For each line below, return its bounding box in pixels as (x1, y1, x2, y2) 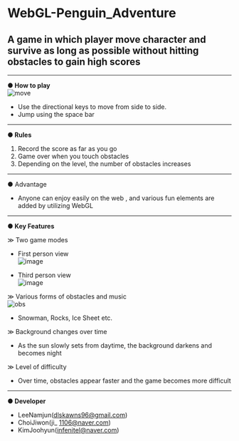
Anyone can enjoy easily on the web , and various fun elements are (17, 194, 215, 202)
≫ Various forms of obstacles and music (7, 292, 127, 301)
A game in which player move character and (7, 33, 206, 46)
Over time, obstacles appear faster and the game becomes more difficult (17, 376, 231, 385)
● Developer (7, 397, 46, 405)
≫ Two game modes (7, 236, 68, 244)
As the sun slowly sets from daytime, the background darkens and (17, 341, 212, 350)
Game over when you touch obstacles (17, 152, 129, 160)
